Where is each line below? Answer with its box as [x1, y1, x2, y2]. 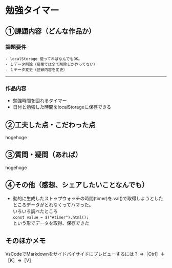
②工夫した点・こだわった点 [5, 120, 96, 129]
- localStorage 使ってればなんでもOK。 [5, 56, 82, 62]
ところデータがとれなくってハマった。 [12, 201, 94, 208]
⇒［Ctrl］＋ [139, 251, 165, 257]
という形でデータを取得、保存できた [12, 220, 90, 226]
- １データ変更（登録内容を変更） [5, 67, 68, 72]
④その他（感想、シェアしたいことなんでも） [5, 181, 149, 189]
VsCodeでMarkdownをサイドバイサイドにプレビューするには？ [5, 251, 139, 257]
